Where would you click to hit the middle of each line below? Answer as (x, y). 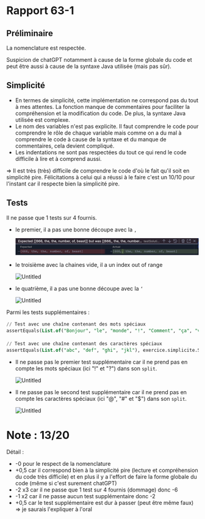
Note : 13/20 (38, 435)
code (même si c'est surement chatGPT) (66, 484)
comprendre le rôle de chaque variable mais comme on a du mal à (98, 133)
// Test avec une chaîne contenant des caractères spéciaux (85, 343)
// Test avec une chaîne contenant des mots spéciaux (76, 324)
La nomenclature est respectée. (46, 48)
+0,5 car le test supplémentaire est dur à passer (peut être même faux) (104, 503)
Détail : (15, 452)
